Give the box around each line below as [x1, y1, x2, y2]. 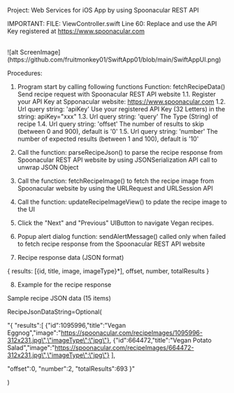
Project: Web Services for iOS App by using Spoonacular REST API [7, 6, 199, 14]
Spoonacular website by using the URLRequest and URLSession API [17, 184, 213, 192]
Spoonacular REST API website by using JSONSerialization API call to [17, 156, 218, 164]
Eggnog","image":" [7, 329, 61, 337]
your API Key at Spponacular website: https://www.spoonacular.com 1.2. [17, 97, 226, 106]
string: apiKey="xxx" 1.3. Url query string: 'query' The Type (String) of [17, 112, 219, 120]
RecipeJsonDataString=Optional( [7, 308, 103, 316]
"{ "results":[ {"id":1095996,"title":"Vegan [7, 322, 126, 329]
